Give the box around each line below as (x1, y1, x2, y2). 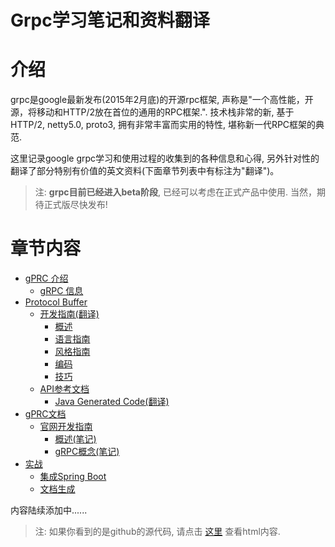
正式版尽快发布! (43, 199, 108, 211)
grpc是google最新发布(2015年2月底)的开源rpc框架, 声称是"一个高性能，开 (10, 94, 314, 106)
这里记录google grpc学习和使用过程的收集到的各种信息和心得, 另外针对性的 (10, 152, 320, 165)
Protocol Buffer (24, 296, 88, 308)
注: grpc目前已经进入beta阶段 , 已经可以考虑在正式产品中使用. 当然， (34, 186, 317, 198)
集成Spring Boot (39, 471, 107, 483)
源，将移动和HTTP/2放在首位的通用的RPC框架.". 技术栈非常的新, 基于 (10, 106, 295, 118)
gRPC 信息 (39, 285, 84, 297)
